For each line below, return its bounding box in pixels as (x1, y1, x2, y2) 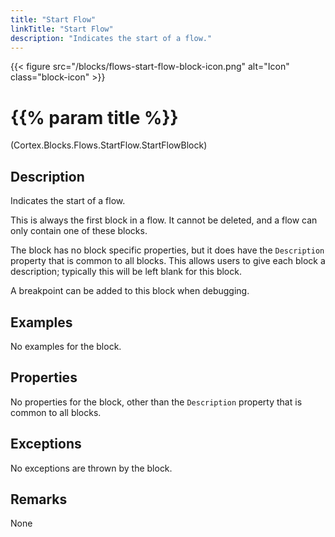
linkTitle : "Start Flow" (10, 24, 114, 34)
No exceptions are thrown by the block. (10, 462, 173, 474)
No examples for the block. (10, 340, 122, 352)
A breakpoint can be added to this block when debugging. (10, 285, 250, 297)
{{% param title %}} (10, 106, 179, 129)
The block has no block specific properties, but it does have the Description (10, 244, 325, 256)
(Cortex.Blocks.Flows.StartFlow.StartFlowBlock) (10, 139, 208, 151)
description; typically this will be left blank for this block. (10, 266, 242, 278)
